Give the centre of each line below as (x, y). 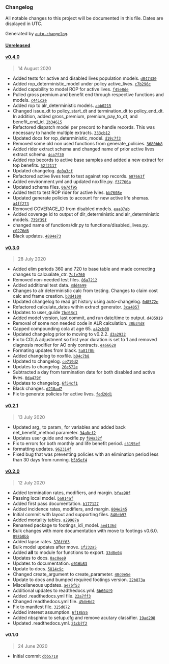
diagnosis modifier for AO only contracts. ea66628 (64, 345)
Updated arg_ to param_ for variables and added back (69, 427)
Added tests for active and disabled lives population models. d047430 (84, 78)
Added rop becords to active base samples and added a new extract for (88, 160)
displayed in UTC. (24, 24)
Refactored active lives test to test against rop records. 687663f (79, 176)
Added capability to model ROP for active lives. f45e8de (71, 89)
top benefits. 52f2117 (35, 165)
